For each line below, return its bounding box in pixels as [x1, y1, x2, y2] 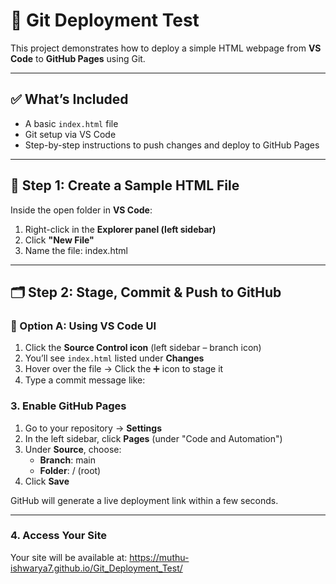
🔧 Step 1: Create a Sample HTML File [10, 177, 240, 194]
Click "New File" [24, 234, 95, 246]
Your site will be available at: [10, 551, 128, 563]
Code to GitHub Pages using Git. [10, 52, 146, 64]
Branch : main [39, 454, 96, 466]
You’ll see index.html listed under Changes [24, 352, 205, 364]
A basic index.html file [24, 117, 119, 129]
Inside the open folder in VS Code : [10, 204, 153, 216]
